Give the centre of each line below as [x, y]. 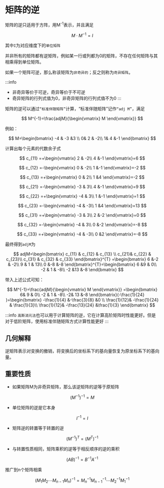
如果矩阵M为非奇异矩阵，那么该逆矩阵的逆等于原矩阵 [66, 387]
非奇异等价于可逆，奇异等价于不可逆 [49, 92]
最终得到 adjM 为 [20, 244]
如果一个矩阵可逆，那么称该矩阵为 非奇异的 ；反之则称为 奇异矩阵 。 [69, 72]
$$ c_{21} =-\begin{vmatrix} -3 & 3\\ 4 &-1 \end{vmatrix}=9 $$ [82, 187]
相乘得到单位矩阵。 [24, 62]
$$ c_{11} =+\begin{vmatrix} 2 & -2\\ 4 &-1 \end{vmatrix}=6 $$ [82, 158]
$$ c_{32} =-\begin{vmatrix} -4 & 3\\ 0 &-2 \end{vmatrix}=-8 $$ [82, 225]
